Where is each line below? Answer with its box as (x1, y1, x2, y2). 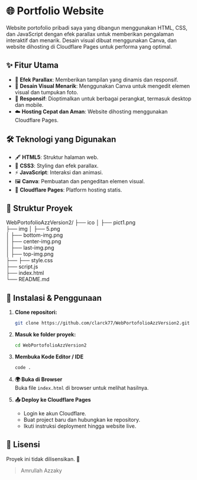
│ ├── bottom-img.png (6, 231, 63, 239)
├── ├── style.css (6, 257, 53, 264)
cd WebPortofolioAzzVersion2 (14, 342, 87, 348)
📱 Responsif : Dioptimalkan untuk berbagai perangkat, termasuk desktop (14, 95, 192, 102)
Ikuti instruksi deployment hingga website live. (23, 422, 137, 430)
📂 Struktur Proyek (6, 203, 73, 213)
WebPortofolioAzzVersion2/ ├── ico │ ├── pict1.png (6, 219, 136, 226)
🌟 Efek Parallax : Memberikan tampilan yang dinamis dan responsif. (14, 76, 179, 83)
